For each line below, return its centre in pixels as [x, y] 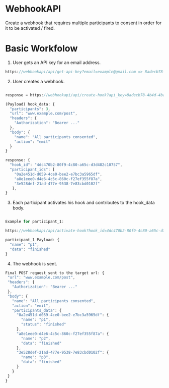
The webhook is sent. [35, 263]
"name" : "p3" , [36, 357]
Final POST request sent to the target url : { [55, 273]
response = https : [24, 95]
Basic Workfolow [41, 49]
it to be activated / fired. [30, 28]
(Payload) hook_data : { [30, 104]
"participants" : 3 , [30, 109]
